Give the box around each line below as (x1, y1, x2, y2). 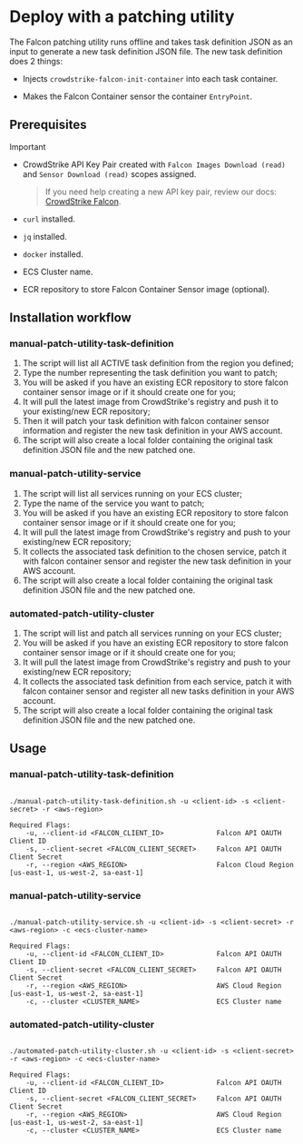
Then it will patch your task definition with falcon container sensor (22, 416, 270, 427)
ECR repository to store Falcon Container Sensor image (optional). (22, 283, 270, 294)
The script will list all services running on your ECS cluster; (22, 488, 243, 498)
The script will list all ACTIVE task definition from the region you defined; (22, 358, 294, 369)
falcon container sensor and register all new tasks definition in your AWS (22, 685, 295, 696)
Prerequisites (9, 117, 87, 133)
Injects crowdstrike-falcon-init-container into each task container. (22, 73, 279, 84)
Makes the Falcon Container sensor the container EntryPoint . (22, 91, 252, 102)
